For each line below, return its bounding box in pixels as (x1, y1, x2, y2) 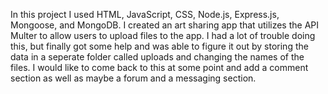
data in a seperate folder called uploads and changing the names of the (10, 51, 305, 63)
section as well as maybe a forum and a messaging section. (10, 72, 257, 84)
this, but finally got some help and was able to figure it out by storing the (10, 40, 309, 52)
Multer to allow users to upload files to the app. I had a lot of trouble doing (10, 30, 316, 41)
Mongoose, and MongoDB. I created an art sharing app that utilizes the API (10, 19, 319, 31)
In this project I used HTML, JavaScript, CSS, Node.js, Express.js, (10, 9, 280, 20)
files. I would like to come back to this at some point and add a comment (10, 62, 309, 73)
